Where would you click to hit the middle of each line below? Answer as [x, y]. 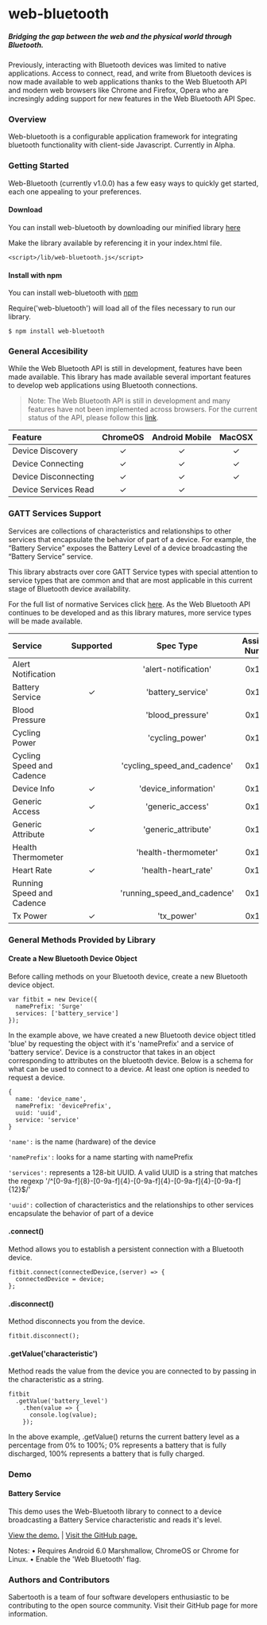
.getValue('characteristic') [53, 1354]
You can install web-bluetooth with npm [74, 293]
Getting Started [39, 166]
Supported [92, 646]
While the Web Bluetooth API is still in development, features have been [125, 369]
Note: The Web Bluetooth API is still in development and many [129, 401]
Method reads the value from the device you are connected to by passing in [132, 1371]
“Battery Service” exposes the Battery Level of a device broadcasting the [128, 548]
